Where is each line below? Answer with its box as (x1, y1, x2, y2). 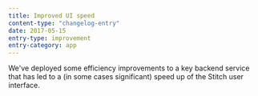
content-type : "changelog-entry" (8, 19, 120, 27)
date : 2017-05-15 (8, 26, 67, 34)
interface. (8, 81, 40, 90)
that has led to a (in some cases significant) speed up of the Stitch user (8, 72, 244, 82)
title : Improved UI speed (8, 11, 95, 20)
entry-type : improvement (8, 34, 91, 42)
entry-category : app (8, 42, 78, 50)
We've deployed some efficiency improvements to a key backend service (8, 63, 250, 73)
